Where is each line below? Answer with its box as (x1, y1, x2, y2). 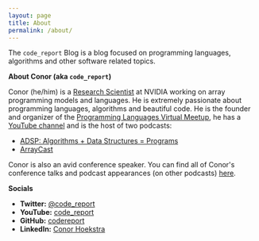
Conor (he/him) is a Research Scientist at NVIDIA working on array (8, 87, 226, 97)
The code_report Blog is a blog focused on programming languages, (8, 48, 231, 58)
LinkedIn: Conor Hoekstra (19, 224, 106, 234)
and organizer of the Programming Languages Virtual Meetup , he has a (8, 113, 241, 122)
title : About (8, 19, 52, 27)
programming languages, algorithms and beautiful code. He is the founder (8, 104, 251, 113)
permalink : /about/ (8, 26, 73, 34)
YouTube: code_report (19, 208, 95, 217)
